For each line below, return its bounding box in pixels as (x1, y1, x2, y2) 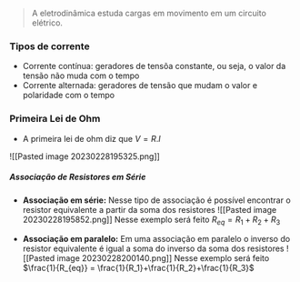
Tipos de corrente (9, 40, 90, 53)
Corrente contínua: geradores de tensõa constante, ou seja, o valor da (22, 61, 286, 72)
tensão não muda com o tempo (22, 70, 140, 81)
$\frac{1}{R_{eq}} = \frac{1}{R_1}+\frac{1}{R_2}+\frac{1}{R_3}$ (22, 263, 255, 274)
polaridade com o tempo (22, 90, 115, 101)
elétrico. (31, 17, 64, 28)
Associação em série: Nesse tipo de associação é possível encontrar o (22, 195, 291, 206)
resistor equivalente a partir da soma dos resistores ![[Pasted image (22, 204, 277, 215)
